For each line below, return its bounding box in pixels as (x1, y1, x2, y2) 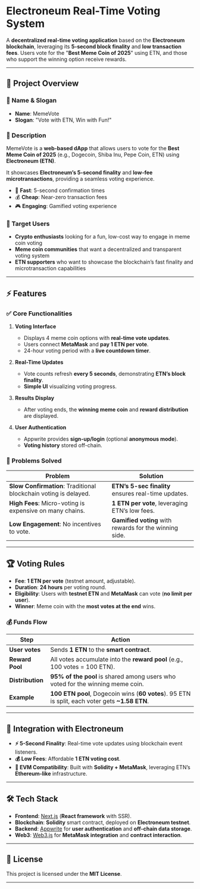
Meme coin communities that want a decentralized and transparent (14, 246, 182, 253)
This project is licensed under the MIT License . (6, 870, 122, 877)
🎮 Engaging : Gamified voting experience (14, 202, 117, 209)
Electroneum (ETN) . (6, 157, 56, 165)
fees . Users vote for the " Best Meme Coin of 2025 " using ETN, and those (6, 49, 187, 56)
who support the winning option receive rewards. (6, 55, 127, 63)
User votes (9, 646, 41, 654)
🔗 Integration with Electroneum (6, 723, 124, 734)
